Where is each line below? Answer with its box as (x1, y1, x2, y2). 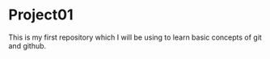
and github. (8, 40, 47, 50)
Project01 (8, 6, 74, 24)
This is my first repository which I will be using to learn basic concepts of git (8, 32, 263, 42)
